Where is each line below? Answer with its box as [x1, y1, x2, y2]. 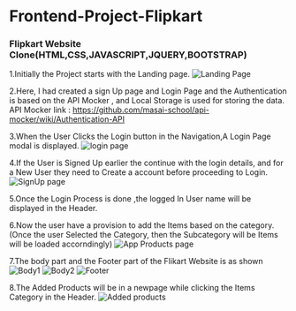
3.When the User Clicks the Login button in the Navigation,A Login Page [9, 131, 271, 142]
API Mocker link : [9, 104, 71, 116]
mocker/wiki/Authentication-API [9, 114, 125, 125]
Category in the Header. [9, 292, 97, 302]
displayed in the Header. [9, 203, 98, 214]
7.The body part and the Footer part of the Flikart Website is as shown [9, 256, 263, 267]
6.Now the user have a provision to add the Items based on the [9, 220, 239, 231]
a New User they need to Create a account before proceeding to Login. [9, 167, 268, 178]
